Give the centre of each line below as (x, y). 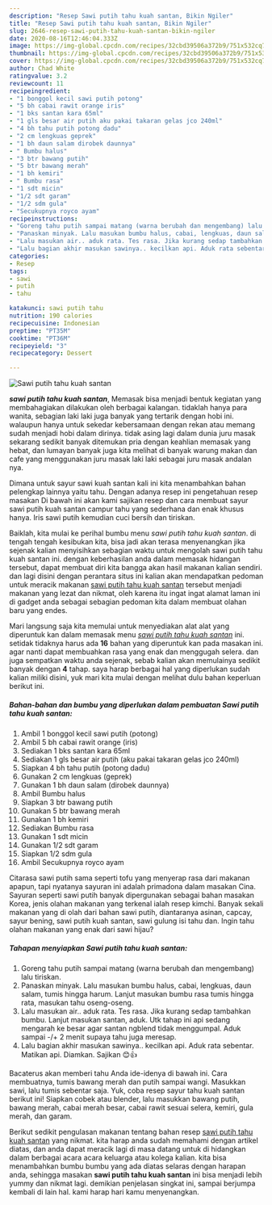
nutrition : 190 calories (51, 316)
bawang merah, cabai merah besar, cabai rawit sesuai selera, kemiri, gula (131, 1108)
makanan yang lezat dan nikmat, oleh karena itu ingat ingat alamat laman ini (135, 594)
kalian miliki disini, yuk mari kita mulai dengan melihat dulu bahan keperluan (135, 678)
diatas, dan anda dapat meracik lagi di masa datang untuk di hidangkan (128, 1149)
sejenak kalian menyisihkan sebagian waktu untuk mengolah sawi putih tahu (136, 551)
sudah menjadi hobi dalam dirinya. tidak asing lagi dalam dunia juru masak (133, 434)
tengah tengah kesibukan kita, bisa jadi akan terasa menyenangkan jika (127, 542)
